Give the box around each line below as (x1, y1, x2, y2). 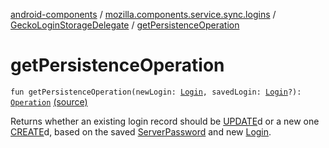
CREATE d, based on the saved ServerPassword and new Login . (10, 125, 272, 138)
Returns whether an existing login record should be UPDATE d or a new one (10, 115, 320, 127)
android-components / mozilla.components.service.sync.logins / (10, 9, 277, 20)
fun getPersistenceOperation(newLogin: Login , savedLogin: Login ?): (10, 87, 302, 97)
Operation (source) (10, 95, 88, 108)
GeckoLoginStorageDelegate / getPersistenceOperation (10, 19, 240, 31)
